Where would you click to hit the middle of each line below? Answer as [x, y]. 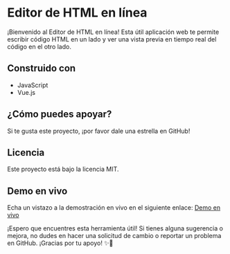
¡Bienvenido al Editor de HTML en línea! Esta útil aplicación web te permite [113, 32]
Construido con [42, 68]
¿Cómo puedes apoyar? [60, 115]
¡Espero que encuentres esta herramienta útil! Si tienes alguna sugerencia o [115, 228]
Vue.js [26, 92]
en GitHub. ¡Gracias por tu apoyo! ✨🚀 [60, 243]
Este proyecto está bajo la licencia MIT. [63, 169]
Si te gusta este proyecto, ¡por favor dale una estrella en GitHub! [99, 131]
